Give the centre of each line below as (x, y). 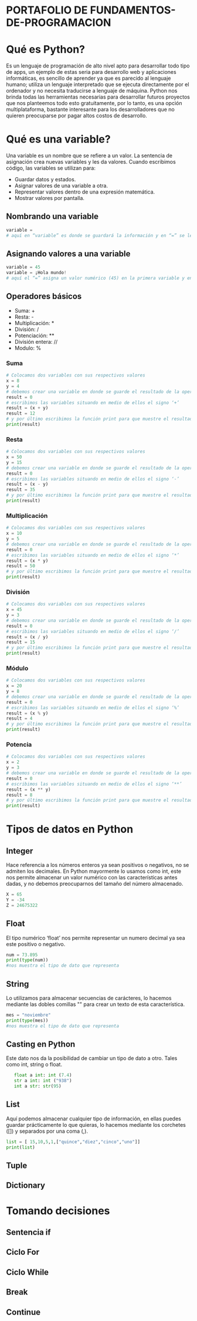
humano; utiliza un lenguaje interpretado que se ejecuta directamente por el (98, 84)
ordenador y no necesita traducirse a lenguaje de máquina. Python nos (92, 91)
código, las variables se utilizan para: (51, 168)
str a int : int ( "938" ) (43, 1081)
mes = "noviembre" (28, 1015)
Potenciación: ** (34, 336)
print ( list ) (21, 1147)
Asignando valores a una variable (68, 254)
